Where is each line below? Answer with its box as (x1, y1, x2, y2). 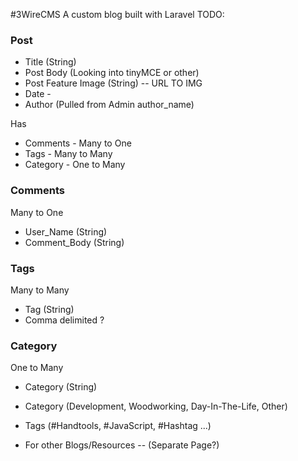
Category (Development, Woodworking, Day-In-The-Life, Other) (24, 400, 288, 413)
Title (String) (24, 56, 77, 68)
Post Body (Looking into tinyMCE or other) (24, 67, 200, 79)
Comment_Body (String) (24, 236, 125, 248)
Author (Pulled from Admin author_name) (24, 99, 195, 111)
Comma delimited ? (24, 314, 105, 326)
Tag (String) (24, 303, 75, 315)
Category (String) (24, 381, 98, 393)
